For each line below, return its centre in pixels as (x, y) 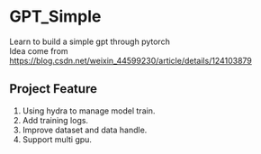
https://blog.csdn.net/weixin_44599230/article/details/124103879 (130, 60)
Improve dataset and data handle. (85, 130)
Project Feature (53, 89)
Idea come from (39, 50)
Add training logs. (55, 120)
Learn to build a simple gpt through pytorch (90, 41)
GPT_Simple (55, 17)
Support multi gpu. (57, 139)
